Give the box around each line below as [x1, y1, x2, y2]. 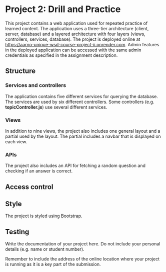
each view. [5, 138, 27, 144]
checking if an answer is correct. [5, 168, 73, 174]
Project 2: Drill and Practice [5, 4, 121, 15]
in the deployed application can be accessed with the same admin [5, 47, 141, 53]
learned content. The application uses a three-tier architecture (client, [5, 25, 149, 31]
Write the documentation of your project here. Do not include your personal [5, 241, 160, 247]
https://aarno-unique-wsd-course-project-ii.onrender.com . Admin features [5, 41, 159, 47]
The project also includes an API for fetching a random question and [5, 162, 146, 169]
